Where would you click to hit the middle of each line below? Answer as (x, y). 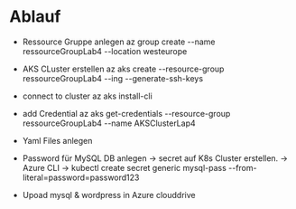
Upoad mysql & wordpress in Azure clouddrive (109, 195)
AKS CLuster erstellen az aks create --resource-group (123, 69)
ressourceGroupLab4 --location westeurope (105, 51)
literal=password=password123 (81, 177)
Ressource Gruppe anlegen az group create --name (119, 42)
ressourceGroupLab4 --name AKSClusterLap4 (109, 123)
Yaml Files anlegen (57, 140)
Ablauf (35, 17)
